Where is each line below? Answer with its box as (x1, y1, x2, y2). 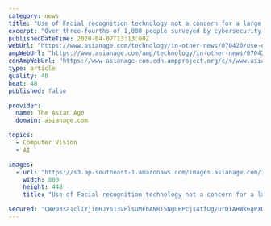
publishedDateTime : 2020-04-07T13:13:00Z (8, 34, 150, 43)
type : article (8, 65, 56, 73)
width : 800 (23, 175, 60, 184)
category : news (8, 11, 60, 20)
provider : (8, 102, 42, 110)
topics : (8, 131, 35, 140)
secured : (8, 205, 38, 214)
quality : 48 (8, 72, 48, 80)
